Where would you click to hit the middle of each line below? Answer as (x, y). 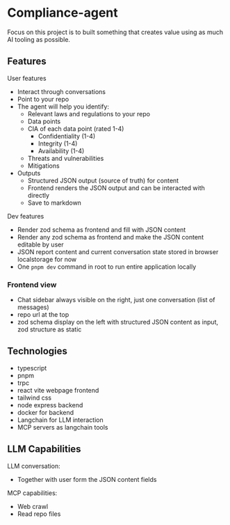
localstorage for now (47, 259)
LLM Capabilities (44, 449)
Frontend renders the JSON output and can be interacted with (116, 188)
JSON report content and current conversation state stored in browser (118, 251)
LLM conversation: (34, 466)
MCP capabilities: (32, 493)
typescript (32, 368)
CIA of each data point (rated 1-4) (76, 128)
